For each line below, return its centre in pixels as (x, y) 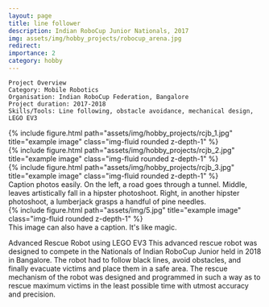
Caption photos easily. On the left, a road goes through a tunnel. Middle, (128, 184)
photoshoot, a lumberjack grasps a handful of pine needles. (108, 201)
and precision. (32, 294)
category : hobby (35, 61)
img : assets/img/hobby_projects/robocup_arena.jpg (95, 38)
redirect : (25, 46)
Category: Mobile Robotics (54, 89)
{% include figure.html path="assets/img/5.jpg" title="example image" (125, 210)
